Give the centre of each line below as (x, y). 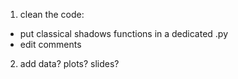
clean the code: (52, 14)
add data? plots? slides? (69, 63)
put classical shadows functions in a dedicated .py (124, 33)
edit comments (50, 44)
